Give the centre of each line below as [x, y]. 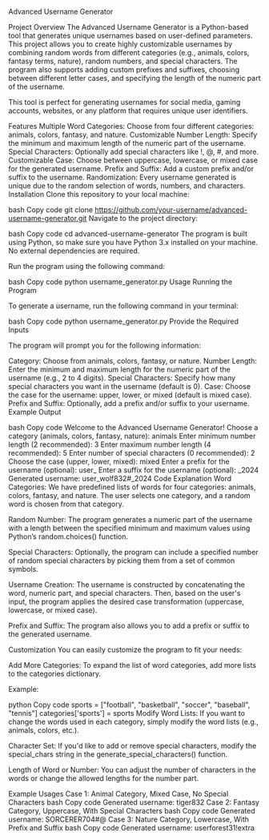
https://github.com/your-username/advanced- [171, 210]
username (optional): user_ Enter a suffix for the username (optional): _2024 [134, 470]
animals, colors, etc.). [44, 730]
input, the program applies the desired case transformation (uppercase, [126, 601]
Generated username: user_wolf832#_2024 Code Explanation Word [120, 478]
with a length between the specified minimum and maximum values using [129, 528]
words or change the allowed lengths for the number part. [104, 778]
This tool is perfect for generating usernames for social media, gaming [124, 102]
